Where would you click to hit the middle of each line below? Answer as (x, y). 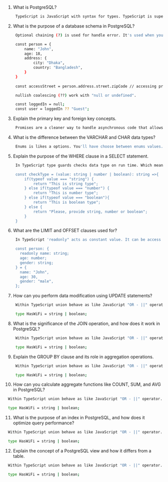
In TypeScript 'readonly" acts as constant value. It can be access (88, 240)
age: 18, (33, 54)
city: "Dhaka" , (49, 63)
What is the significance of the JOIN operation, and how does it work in (86, 324)
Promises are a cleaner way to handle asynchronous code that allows (89, 128)
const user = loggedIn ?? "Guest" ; (52, 109)
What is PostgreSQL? (35, 7)
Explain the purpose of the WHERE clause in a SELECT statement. (81, 156)
